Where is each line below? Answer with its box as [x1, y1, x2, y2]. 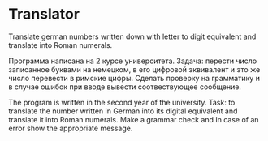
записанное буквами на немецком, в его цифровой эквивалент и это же [8, 64, 261, 74]
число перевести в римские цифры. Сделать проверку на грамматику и [8, 73, 260, 83]
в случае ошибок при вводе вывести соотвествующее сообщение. [8, 82, 242, 92]
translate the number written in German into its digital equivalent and [8, 106, 238, 116]
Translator [8, 5, 80, 23]
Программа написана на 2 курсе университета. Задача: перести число [8, 56, 257, 66]
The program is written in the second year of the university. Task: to [8, 97, 236, 107]
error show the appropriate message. [8, 123, 133, 133]
